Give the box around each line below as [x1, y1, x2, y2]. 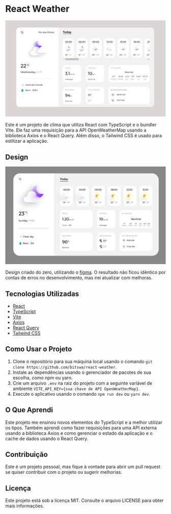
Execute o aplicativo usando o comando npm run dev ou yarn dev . [12, 391, 151, 397]
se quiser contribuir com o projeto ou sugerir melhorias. [5, 469, 122, 475]
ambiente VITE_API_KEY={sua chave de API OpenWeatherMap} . [12, 385, 140, 392]
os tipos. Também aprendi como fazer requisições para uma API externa [5, 424, 157, 431]
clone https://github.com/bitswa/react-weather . [12, 364, 117, 370]
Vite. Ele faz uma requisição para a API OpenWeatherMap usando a [5, 127, 147, 133]
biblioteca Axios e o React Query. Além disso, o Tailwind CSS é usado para [5, 133, 162, 139]
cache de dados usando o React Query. [5, 435, 89, 442]
